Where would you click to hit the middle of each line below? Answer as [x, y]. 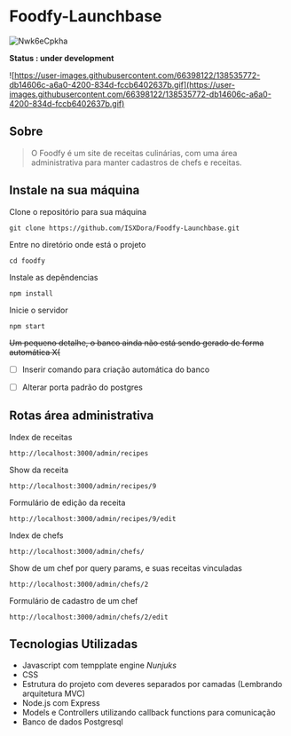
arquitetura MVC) [54, 693]
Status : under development [62, 58]
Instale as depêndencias [54, 277]
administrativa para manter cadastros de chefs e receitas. [136, 162]
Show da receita [39, 470]
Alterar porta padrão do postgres [83, 387]
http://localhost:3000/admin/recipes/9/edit [93, 518]
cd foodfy [28, 261]
